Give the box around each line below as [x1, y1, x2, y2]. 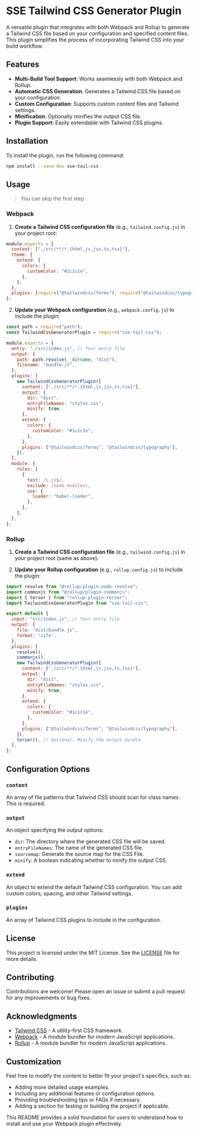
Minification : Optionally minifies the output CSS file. [14, 113, 142, 120]
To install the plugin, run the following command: [6, 151, 125, 159]
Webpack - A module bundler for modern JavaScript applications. [14, 1033, 175, 1040]
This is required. [6, 800, 45, 807]
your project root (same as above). [14, 554, 99, 561]
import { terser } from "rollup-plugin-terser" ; [6, 594, 128, 601]
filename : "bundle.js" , [16, 362, 75, 368]
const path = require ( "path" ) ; [6, 324, 83, 330]
